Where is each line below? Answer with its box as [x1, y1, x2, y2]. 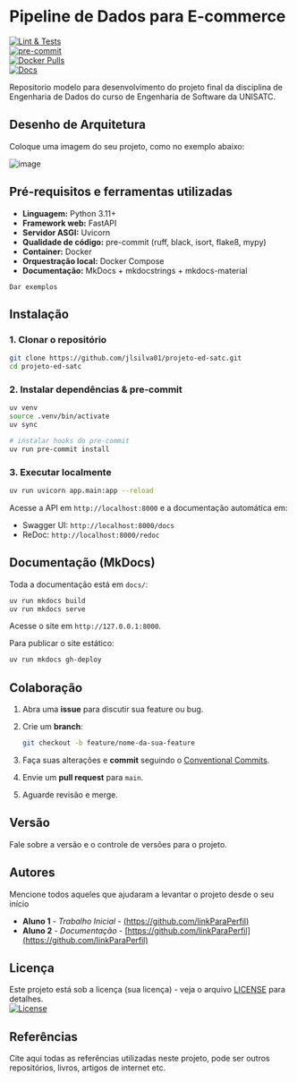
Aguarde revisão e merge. [21, 789, 119, 800]
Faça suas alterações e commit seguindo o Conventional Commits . [21, 754, 270, 765]
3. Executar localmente [9, 465, 112, 478]
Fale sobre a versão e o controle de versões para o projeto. [9, 839, 228, 849]
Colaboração [9, 680, 83, 695]
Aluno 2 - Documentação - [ [21, 924, 128, 936]
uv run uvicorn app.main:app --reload [9, 486, 154, 495]
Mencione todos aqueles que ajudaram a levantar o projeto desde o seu [9, 889, 275, 899]
